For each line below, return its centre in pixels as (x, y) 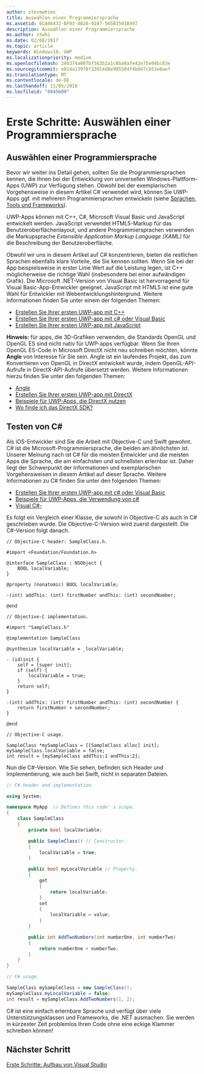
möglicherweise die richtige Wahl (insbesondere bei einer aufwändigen (96, 274)
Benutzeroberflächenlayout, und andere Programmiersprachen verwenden (100, 230)
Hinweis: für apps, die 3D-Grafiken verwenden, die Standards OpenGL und (101, 337)
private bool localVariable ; (65, 830)
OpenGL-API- (179, 363)
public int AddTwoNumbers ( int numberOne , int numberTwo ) (102, 937)
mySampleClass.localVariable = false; (56, 751)
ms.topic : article (30, 47)
